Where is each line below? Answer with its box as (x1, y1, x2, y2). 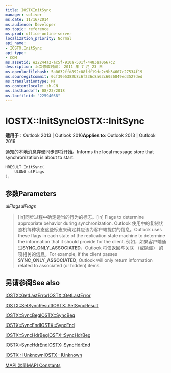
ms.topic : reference (5, 27, 50, 32)
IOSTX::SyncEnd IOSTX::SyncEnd (5, 322, 75, 328)
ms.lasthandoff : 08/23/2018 (5, 88, 65, 94)
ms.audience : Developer (5, 21, 56, 27)
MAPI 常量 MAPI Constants (5, 362, 61, 368)
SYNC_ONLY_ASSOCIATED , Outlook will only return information (17, 257, 153, 263)
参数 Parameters (5, 190, 57, 198)
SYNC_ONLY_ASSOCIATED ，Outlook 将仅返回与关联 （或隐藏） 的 (22, 245, 163, 251)
